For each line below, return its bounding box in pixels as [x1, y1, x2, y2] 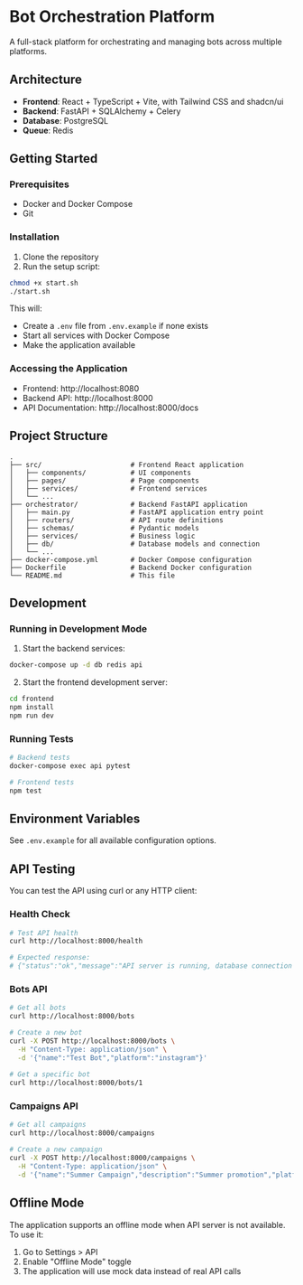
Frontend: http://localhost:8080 [22, 382, 140, 394]
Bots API [9, 982, 48, 995]
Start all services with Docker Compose [22, 330, 170, 341]
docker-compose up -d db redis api [9, 661, 143, 670]
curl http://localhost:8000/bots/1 [9, 1078, 143, 1088]
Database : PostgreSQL [22, 115, 109, 126]
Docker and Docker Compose [22, 199, 133, 210]
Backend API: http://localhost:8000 [22, 392, 153, 403]
